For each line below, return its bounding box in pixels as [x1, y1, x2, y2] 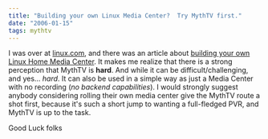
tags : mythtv [8, 26, 52, 34]
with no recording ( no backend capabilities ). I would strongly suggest [8, 82, 238, 92]
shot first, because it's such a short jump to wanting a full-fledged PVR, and [8, 99, 259, 109]
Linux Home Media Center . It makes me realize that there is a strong [8, 57, 233, 66]
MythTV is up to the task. [8, 108, 91, 117]
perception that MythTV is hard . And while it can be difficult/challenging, [8, 66, 249, 75]
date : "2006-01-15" [8, 19, 74, 27]
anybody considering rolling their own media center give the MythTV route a [8, 91, 261, 101]
